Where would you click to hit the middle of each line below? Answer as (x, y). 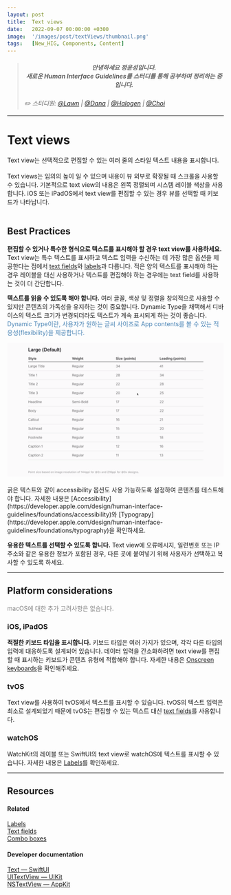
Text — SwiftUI (28, 869)
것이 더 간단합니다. (39, 283)
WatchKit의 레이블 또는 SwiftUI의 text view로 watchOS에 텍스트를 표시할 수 (110, 754)
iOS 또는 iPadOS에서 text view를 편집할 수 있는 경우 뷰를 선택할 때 (117, 194)
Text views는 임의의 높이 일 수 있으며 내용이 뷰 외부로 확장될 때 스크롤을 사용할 (113, 177)
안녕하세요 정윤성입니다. (124, 67)
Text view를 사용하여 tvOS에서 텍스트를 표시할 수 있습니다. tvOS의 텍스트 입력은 (115, 703)
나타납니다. (35, 202)
